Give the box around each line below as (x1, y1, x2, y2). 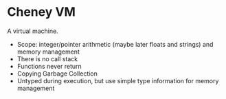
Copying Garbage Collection (16, 69, 98, 78)
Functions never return (16, 62, 82, 70)
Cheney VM (7, 4, 76, 20)
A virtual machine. (7, 27, 58, 35)
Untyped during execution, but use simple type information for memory (16, 76, 219, 85)
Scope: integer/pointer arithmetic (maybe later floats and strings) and (16, 40, 214, 48)
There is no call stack (16, 54, 78, 63)
